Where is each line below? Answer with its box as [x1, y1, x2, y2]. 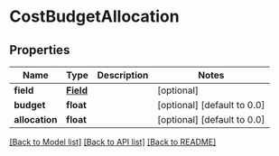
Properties [9, 42, 70, 58]
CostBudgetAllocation [9, 6, 180, 27]
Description [97, 69, 149, 81]
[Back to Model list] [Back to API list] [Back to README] [9, 137, 217, 147]
